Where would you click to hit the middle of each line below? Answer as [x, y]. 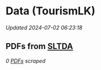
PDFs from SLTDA [39, 46]
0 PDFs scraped [26, 60]
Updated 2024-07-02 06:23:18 [44, 28]
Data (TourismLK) [50, 11]
